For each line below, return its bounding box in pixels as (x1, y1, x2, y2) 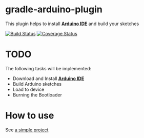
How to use (5, 110, 54, 122)
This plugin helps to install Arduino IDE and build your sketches (5, 21, 139, 27)
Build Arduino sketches (12, 81, 62, 87)
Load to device (12, 86, 45, 92)
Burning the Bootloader (12, 91, 63, 98)
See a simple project (5, 127, 49, 133)
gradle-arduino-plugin (5, 4, 102, 15)
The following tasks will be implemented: (5, 65, 91, 71)
